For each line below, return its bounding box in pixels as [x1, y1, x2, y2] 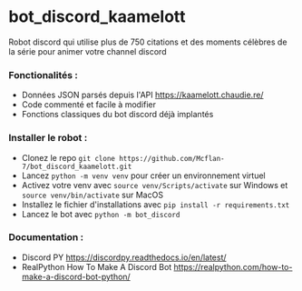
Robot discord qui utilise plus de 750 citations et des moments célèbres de [8, 36, 287, 47]
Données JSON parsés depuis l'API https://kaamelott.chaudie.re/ [21, 89, 264, 101]
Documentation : [8, 231, 84, 244]
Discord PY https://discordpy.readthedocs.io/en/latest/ [21, 252, 228, 263]
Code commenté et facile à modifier [21, 99, 156, 110]
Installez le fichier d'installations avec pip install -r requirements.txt [21, 198, 290, 210]
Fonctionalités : [8, 68, 79, 81]
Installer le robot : [8, 132, 88, 145]
